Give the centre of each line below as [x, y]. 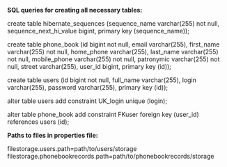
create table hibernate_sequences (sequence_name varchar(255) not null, [113, 23]
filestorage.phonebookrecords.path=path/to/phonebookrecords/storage [111, 156]
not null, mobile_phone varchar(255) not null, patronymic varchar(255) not [113, 59]
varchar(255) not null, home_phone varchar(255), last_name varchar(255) [113, 52]
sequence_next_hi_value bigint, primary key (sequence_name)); [99, 31]
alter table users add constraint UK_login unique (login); [87, 101]
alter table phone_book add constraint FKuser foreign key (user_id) [103, 114]
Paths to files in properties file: [53, 135]
